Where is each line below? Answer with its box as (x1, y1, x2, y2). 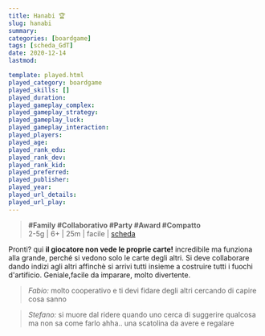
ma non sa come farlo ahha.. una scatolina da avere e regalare (27, 318, 234, 328)
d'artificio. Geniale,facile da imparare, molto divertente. (8, 270, 191, 280)
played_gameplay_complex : (8, 101, 95, 109)
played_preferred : (8, 168, 70, 177)
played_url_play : (8, 198, 67, 206)
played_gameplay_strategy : (8, 109, 99, 117)
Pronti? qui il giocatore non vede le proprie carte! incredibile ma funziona (8, 244, 253, 254)
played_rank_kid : (8, 161, 67, 169)
